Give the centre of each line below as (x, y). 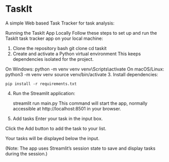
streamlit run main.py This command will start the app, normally (80, 103)
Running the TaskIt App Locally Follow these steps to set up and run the (81, 33)
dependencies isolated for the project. (53, 59)
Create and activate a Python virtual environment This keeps (77, 54)
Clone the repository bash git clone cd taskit (60, 48)
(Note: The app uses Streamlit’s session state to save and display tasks (80, 148)
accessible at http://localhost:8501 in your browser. (67, 108)
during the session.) (26, 153)
